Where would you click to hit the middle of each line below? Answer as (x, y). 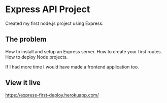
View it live (23, 83)
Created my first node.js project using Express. (54, 23)
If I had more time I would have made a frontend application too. (72, 66)
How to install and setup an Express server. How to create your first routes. (84, 51)
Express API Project (48, 9)
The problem (26, 39)
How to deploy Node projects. (37, 57)
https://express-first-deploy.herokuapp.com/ (52, 95)
